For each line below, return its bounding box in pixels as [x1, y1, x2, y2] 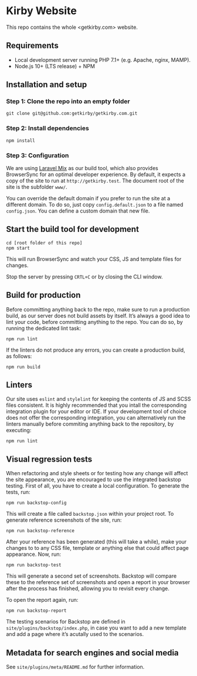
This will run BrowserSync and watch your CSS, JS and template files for [6, 255, 182, 263]
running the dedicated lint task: [6, 324, 81, 332]
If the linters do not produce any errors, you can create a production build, [6, 346, 186, 353]
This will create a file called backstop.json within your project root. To [6, 511, 174, 518]
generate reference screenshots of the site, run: [6, 516, 122, 523]
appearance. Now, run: [6, 551, 62, 558]
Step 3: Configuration [6, 151, 69, 160]
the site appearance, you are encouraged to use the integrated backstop [6, 476, 182, 483]
